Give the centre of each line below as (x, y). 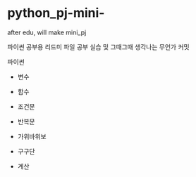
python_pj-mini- (56, 13)
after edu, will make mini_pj (47, 32)
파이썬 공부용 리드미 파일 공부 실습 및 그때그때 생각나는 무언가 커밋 (98, 46)
